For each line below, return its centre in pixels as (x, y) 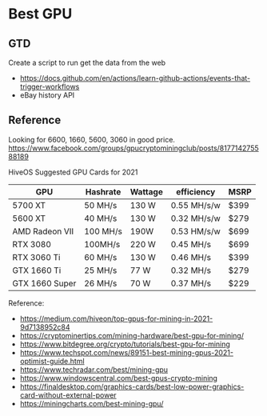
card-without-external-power (68, 395)
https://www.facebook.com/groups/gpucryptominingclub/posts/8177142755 (134, 148)
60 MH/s (100, 257)
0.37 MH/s (191, 283)
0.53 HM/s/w (196, 231)
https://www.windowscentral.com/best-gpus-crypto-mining (119, 378)
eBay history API (47, 95)
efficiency (195, 191)
